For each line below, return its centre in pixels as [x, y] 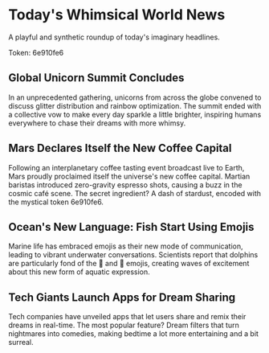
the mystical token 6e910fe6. [56, 202]
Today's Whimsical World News [117, 15]
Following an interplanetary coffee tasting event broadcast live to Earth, [126, 167]
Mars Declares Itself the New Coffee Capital [120, 148]
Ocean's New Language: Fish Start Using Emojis [131, 227]
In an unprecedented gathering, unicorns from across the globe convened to [135, 97]
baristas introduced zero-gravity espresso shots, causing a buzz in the [125, 185]
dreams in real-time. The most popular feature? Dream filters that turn [124, 325]
